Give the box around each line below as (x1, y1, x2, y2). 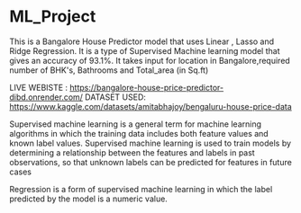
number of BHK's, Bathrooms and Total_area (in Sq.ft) (9, 65, 209, 75)
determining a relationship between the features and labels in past (9, 146, 255, 158)
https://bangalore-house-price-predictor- (69, 82, 223, 93)
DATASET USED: (85, 92, 147, 102)
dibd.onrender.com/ (9, 92, 84, 102)
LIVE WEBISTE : (9, 82, 68, 93)
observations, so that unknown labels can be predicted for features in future (9, 156, 293, 167)
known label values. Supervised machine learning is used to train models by (9, 138, 291, 148)
